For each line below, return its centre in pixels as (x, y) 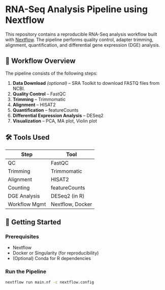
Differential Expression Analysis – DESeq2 (58, 115)
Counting (19, 187)
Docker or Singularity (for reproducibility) (56, 253)
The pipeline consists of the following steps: (52, 73)
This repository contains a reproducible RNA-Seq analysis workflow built (81, 34)
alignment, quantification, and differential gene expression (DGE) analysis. (83, 45)
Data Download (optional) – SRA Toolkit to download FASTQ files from (86, 83)
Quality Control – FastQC (39, 94)
